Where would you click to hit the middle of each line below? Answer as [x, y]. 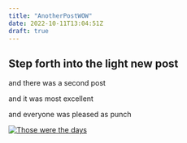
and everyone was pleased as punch [70, 115]
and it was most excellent [51, 99]
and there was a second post [57, 83]
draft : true [28, 31]
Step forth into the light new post [93, 63]
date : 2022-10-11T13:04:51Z [56, 23]
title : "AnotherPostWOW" [50, 16]
